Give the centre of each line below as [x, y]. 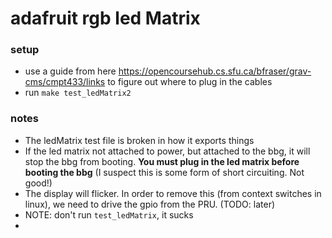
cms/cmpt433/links [65, 82]
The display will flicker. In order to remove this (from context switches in [173, 193]
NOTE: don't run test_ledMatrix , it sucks [109, 214]
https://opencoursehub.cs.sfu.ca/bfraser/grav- [215, 71]
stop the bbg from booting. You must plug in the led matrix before [162, 161]
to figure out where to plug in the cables [190, 82]
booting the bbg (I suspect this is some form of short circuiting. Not [164, 172]
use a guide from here [70, 71]
